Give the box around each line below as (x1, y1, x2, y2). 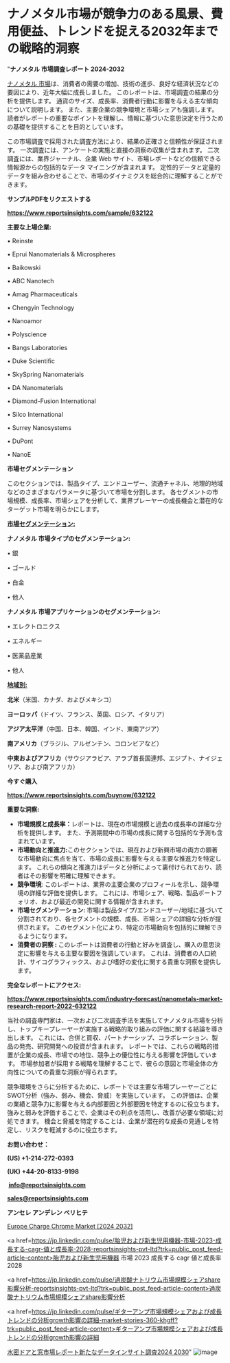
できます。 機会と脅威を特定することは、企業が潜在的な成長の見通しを (12, 1117, 213, 1125)
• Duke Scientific (7, 356, 56, 365)
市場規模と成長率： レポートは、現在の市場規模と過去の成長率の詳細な (16, 819, 216, 828)
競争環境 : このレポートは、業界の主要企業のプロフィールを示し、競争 (16, 880, 214, 888)
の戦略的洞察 (7, 41, 80, 57)
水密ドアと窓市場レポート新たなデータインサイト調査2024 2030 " (7, 1348, 192, 1356)
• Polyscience (7, 330, 47, 338)
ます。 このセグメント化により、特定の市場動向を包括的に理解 (35, 923, 211, 931)
